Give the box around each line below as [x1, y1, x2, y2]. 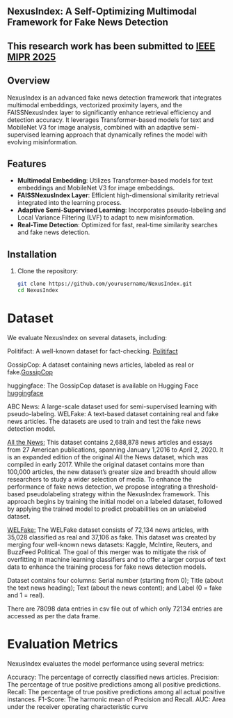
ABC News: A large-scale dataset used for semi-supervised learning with [7, 402, 217, 411]
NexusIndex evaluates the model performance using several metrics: [7, 659, 204, 668]
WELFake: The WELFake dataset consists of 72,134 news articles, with [7, 526, 209, 534]
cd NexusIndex [17, 287, 58, 294]
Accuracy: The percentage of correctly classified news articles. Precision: [7, 673, 219, 681]
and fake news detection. [17, 228, 90, 236]
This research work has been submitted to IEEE [7, 40, 216, 52]
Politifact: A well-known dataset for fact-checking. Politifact [7, 346, 179, 355]
